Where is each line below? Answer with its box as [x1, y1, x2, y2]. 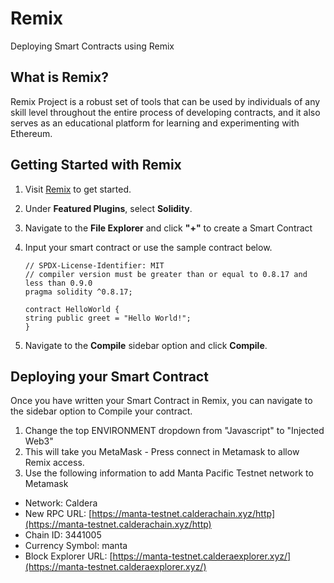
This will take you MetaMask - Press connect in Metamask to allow [24, 446, 300, 458]
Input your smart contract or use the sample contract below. [24, 241, 273, 253]
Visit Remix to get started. [24, 183, 132, 195]
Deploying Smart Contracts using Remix [10, 40, 175, 52]
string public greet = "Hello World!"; [24, 313, 192, 323]
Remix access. [24, 457, 85, 469]
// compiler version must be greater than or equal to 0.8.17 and [24, 269, 308, 279]
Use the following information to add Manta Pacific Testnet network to [24, 467, 314, 479]
